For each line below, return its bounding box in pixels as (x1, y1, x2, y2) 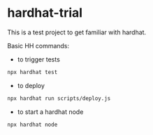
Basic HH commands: (7, 41, 70, 50)
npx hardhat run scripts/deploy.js (7, 94, 111, 102)
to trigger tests (17, 55, 61, 64)
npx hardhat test (7, 69, 58, 76)
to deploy (17, 81, 45, 90)
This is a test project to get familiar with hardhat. (7, 28, 147, 36)
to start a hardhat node (17, 107, 84, 116)
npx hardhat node (7, 121, 58, 128)
